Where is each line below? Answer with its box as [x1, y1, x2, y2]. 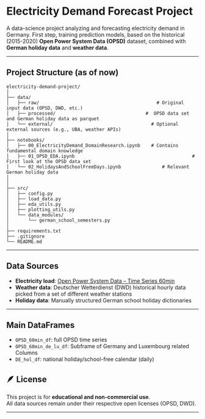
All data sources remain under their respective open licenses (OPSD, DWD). [6, 400, 196, 407]
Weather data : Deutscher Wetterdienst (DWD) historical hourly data [15, 283, 186, 291]
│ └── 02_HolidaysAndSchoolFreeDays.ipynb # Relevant [6, 164, 190, 170]
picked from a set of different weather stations [15, 290, 132, 297]
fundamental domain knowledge [6, 148, 84, 154]
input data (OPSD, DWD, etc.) [6, 105, 84, 111]
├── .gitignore [6, 233, 45, 239]
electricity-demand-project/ [6, 84, 81, 90]
